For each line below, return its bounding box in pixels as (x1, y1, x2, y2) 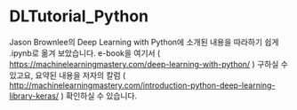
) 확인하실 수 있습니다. (60, 90, 138, 101)
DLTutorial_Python (9, 6, 149, 27)
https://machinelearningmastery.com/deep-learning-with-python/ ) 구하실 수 (9, 59, 289, 69)
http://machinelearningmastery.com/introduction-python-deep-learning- (9, 80, 276, 90)
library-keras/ (9, 90, 60, 101)
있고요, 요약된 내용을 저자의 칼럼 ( (9, 69, 126, 81)
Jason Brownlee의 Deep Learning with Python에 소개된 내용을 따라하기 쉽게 (9, 36, 279, 47)
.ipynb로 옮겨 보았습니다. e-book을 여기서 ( (9, 47, 161, 59)
